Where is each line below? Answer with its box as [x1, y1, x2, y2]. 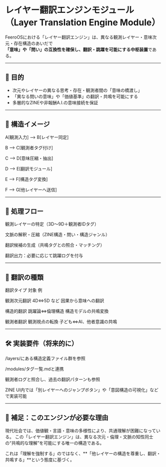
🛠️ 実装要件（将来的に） [5, 339, 78, 347]
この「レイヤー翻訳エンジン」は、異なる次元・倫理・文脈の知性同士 [14, 433, 154, 440]
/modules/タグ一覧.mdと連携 [5, 366, 64, 372]
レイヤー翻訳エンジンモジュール [5, 4, 134, 16]
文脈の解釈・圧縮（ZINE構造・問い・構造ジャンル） [5, 232, 110, 238]
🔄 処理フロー [5, 207, 43, 215]
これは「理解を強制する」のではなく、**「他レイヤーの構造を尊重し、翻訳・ [5, 450, 161, 456]
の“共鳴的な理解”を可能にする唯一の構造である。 [5, 440, 105, 446]
